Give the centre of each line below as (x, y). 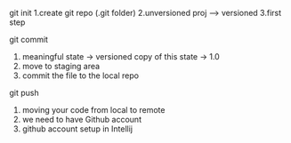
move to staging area (61, 66)
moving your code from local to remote (93, 110)
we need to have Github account (82, 119)
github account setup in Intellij (77, 129)
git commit (29, 40)
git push (24, 93)
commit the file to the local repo (81, 75)
